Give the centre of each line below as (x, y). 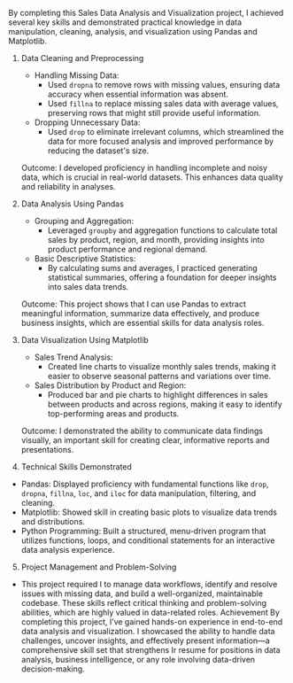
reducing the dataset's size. (98, 151)
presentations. (47, 450)
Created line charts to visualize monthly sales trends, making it (162, 366)
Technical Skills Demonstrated (76, 467)
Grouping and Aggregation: (84, 221)
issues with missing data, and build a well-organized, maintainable (142, 594)
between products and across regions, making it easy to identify (165, 404)
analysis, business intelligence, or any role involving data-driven (138, 660)
